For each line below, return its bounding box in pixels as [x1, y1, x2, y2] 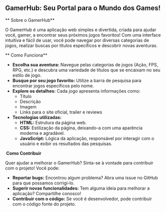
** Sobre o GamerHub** [5, 17, 55, 23]
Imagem [19, 104, 37, 109]
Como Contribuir [6, 150, 42, 156]
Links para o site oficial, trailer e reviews [19, 109, 102, 115]
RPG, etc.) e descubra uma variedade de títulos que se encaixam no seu [12, 67, 161, 73]
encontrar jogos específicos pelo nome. [12, 83, 94, 89]
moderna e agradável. [19, 130, 65, 136]
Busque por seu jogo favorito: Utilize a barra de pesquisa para [12, 77, 142, 83]
